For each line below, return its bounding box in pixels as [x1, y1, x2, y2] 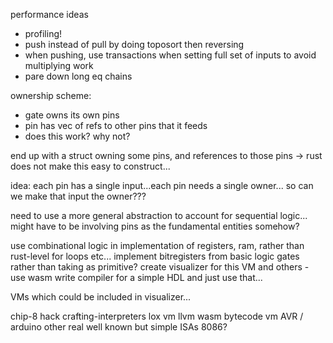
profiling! [24, 28, 63, 39]
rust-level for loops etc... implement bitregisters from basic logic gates [10, 250, 300, 262]
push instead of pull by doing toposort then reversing [24, 39, 245, 50]
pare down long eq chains [24, 70, 133, 82]
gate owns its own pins [24, 109, 120, 121]
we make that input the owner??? [10, 190, 147, 202]
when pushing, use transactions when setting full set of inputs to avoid [24, 49, 317, 61]
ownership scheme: [10, 90, 92, 101]
